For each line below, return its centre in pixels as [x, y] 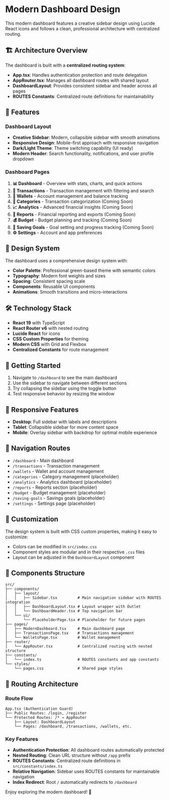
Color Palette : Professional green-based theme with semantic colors [84, 270]
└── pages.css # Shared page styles [69, 669]
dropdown [23, 159]
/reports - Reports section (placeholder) [55, 487]
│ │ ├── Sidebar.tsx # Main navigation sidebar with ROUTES [83, 598]
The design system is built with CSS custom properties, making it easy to [81, 531]
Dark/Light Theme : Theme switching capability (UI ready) [73, 148]
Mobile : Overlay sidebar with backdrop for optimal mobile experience [85, 432]
